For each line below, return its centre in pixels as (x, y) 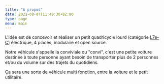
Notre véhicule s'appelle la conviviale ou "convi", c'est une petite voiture (79, 52)
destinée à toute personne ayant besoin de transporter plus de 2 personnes (82, 57)
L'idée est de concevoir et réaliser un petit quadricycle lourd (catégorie (77, 37)
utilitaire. (14, 77)
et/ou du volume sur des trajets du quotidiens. (52, 62)
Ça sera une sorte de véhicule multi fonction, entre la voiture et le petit (77, 72)
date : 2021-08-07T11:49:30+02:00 (39, 14)
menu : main (16, 23)
